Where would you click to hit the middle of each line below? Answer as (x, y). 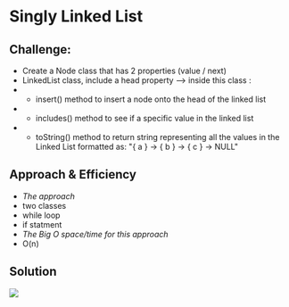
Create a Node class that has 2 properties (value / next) (124, 71)
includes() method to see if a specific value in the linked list (144, 118)
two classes (44, 205)
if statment (42, 224)
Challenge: (40, 50)
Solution (33, 272)
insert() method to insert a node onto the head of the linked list (151, 99)
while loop (41, 215)
